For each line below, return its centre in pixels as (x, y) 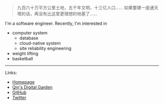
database (29, 38)
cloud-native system (40, 43)
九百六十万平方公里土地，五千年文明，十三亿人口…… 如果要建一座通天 (88, 8)
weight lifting (25, 53)
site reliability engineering (45, 48)
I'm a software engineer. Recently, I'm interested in (56, 23)
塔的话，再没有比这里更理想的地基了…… (57, 14)
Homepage (23, 82)
